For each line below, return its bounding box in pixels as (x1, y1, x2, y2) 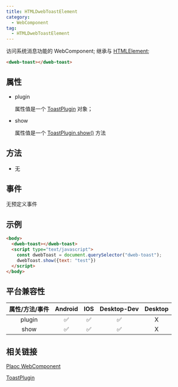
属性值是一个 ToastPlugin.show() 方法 (14, 129, 106, 136)
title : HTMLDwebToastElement (6, 8, 78, 15)
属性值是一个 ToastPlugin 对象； (14, 105, 93, 112)
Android (55, 305, 78, 313)
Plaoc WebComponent (6, 363, 61, 369)
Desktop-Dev (100, 305, 139, 313)
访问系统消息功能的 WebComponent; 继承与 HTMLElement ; (6, 48, 150, 55)
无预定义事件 (6, 201, 37, 208)
